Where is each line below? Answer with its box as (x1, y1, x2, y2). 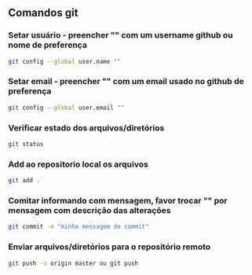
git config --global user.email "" (8, 104, 125, 112)
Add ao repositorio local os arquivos (8, 159, 149, 170)
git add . (8, 177, 41, 185)
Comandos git (8, 6, 79, 20)
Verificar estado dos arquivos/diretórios (8, 122, 165, 133)
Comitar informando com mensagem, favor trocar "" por (8, 196, 228, 206)
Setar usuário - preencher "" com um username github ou (8, 30, 233, 41)
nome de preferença (8, 39, 88, 50)
